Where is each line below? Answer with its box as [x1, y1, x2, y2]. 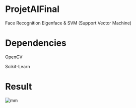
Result [5, 81, 32, 93]
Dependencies [5, 37, 67, 49]
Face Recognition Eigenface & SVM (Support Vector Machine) [5, 20, 132, 26]
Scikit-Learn [5, 63, 31, 69]
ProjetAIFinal [5, 3, 60, 15]
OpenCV [5, 54, 23, 60]
